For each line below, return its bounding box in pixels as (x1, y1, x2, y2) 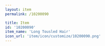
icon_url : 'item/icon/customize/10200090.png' (5, 34, 101, 39)
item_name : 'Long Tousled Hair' (5, 30, 70, 34)
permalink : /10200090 (5, 12, 49, 16)
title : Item (5, 20, 29, 25)
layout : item (5, 7, 32, 12)
